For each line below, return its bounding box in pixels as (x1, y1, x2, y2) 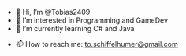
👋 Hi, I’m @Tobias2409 (15, 8, 91, 16)
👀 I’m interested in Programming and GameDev (15, 16, 168, 25)
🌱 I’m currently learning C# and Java (15, 24, 135, 33)
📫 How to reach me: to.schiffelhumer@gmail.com (15, 40, 179, 48)
